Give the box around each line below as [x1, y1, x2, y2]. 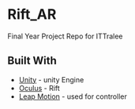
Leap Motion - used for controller [18, 92, 127, 101]
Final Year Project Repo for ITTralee [7, 31, 123, 41]
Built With [7, 54, 57, 67]
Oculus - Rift [18, 83, 60, 93]
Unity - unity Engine [18, 74, 84, 84]
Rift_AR [7, 5, 57, 24]
